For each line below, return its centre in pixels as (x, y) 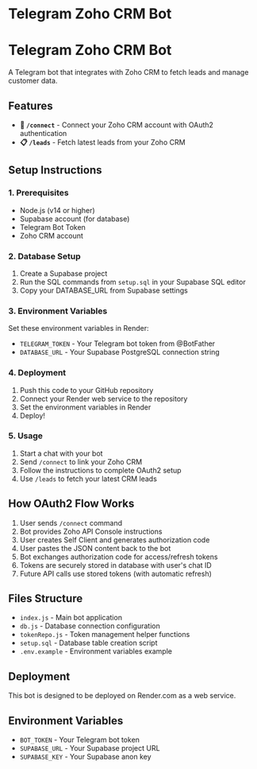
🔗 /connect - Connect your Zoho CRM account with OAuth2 (117, 125)
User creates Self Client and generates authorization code (115, 540)
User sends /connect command (71, 522)
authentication (43, 133)
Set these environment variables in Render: (79, 328)
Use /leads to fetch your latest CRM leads (88, 479)
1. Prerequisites (38, 193)
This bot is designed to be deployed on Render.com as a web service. (122, 696)
